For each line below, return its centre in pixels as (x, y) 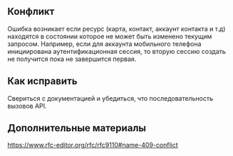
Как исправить (42, 81)
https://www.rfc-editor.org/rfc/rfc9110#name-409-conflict (93, 145)
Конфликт (31, 12)
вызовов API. (27, 106)
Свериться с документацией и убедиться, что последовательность (110, 98)
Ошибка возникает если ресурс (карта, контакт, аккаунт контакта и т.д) (116, 28)
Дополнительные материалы (77, 128)
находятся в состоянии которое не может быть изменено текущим (110, 36)
